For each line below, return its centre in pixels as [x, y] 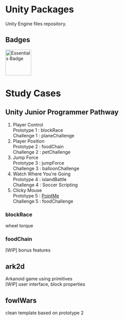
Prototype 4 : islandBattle [40, 179]
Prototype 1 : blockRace [38, 130]
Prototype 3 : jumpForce [38, 163]
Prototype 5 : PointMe [36, 195]
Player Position [29, 141]
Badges [18, 40]
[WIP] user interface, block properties [46, 284]
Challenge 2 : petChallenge [42, 152]
